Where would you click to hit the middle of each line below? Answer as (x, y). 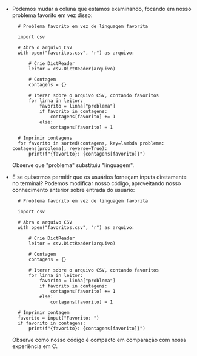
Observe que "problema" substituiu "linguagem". (73, 165)
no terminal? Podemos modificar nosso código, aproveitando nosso (96, 183)
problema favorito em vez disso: (52, 15)
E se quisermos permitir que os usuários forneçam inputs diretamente (99, 177)
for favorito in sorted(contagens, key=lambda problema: (91, 143)
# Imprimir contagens (45, 138)
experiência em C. (35, 346)
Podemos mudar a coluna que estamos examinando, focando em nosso (102, 9)
